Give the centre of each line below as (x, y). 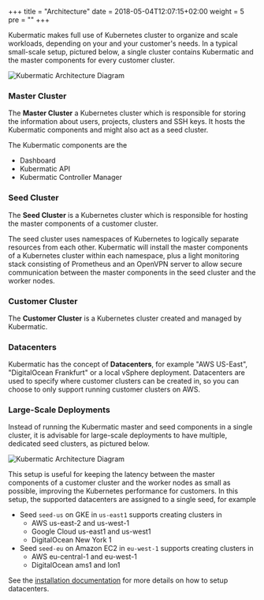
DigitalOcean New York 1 (71, 540)
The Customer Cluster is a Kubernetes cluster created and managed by (125, 318)
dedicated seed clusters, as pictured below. (79, 444)
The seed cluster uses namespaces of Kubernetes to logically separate (124, 238)
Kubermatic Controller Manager (71, 178)
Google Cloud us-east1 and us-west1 (91, 531)
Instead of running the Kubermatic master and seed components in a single (130, 427)
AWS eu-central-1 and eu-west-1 (84, 557)
